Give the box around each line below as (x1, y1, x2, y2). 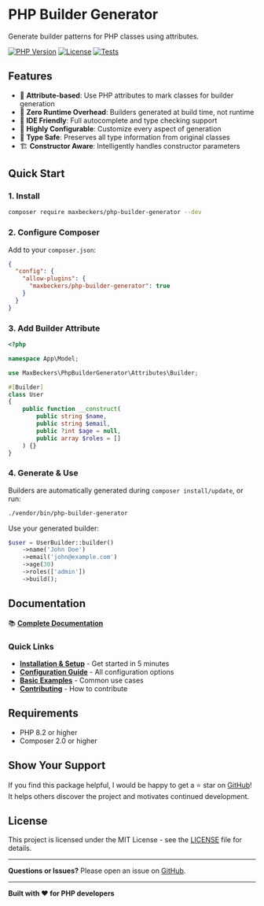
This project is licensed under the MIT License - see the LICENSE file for (8, 835, 242, 845)
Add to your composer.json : (8, 245, 97, 254)
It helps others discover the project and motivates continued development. (8, 791, 250, 801)
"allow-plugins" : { (22, 275, 86, 283)
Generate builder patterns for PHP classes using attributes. (8, 31, 199, 41)
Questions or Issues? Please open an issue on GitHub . (8, 866, 186, 875)
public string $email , (36, 420, 111, 428)
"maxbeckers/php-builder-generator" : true (28, 282, 170, 290)
